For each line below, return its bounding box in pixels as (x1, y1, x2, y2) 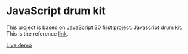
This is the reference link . (6, 30, 69, 37)
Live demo (6, 42, 32, 49)
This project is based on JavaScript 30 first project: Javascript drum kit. (6, 24, 183, 31)
